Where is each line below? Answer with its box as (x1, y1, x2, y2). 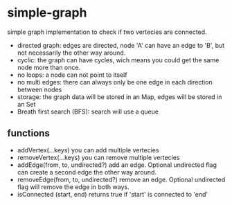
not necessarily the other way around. (17, 48, 126, 57)
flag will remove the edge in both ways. (17, 182, 130, 191)
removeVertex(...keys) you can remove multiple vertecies (17, 153, 180, 161)
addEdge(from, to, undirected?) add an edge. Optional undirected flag (17, 161, 217, 169)
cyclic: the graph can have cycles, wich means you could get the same (17, 55, 220, 64)
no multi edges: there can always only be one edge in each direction (17, 78, 213, 86)
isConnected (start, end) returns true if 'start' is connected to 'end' (17, 190, 208, 198)
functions (7, 127, 50, 139)
